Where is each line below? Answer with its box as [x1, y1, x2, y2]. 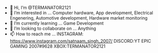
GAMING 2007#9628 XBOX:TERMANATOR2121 [9, 43, 106, 49]
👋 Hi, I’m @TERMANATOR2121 [9, 5, 71, 10]
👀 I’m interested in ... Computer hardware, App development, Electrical [9, 10, 153, 16]
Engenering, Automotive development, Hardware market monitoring [9, 15, 148, 21]
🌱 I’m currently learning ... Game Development [9, 20, 104, 26]
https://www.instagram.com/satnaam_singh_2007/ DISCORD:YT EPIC [9, 38, 152, 44]
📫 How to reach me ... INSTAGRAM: [9, 31, 84, 37]
